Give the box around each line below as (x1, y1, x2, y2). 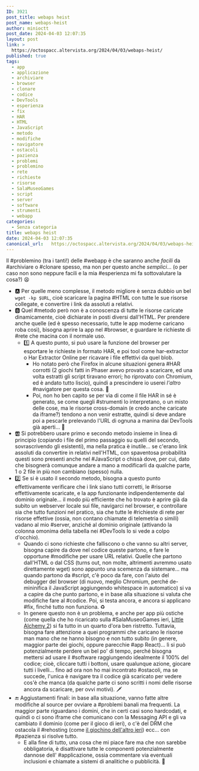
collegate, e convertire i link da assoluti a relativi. (14, 301, 134, 308)
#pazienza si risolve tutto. (14, 732, 78, 740)
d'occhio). (14, 534, 40, 541)
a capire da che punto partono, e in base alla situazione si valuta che (23, 591, 191, 598)
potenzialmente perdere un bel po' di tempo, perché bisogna (23, 647, 172, 654)
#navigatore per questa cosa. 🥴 (32, 386, 110, 393)
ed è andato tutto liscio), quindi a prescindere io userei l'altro (32, 379, 181, 386)
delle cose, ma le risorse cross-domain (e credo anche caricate (32, 405, 188, 412)
